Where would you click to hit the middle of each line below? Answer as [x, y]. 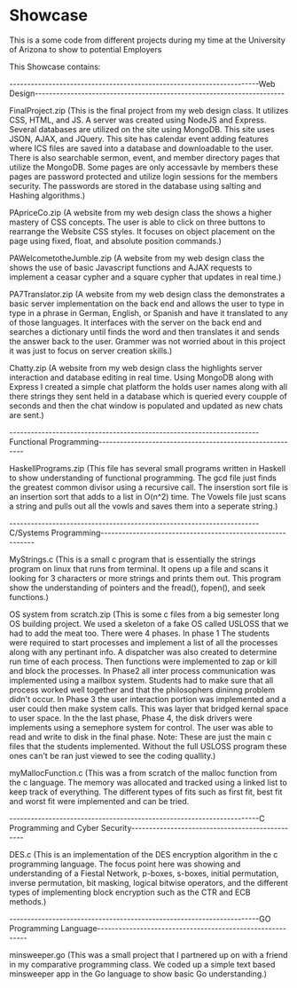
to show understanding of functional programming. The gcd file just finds [143, 478]
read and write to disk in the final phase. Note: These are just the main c [141, 737]
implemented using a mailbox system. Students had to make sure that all [141, 680]
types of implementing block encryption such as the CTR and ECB [130, 892]
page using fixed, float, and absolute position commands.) [115, 241]
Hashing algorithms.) [47, 195]
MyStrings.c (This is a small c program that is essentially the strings [133, 559]
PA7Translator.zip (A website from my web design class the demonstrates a [147, 294]
